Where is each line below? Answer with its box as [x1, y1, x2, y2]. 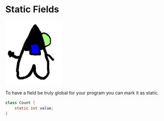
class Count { [5, 100, 36, 105]
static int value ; [14, 106, 54, 111]
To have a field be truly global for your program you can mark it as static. [5, 89, 159, 95]
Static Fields [5, 4, 59, 15]
